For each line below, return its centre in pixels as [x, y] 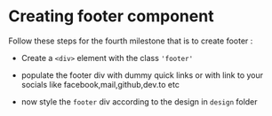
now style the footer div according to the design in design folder [140, 101]
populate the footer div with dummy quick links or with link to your [142, 75]
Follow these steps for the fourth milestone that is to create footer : [131, 41]
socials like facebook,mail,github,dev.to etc [100, 84]
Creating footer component [111, 16]
